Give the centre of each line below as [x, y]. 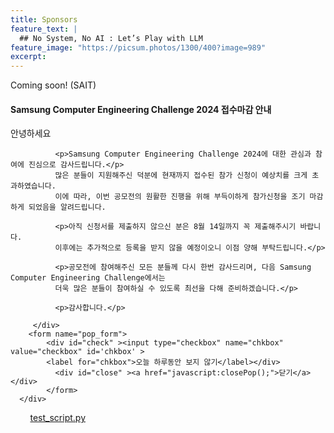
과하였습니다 [31, 186]
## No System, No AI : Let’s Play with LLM [111, 38]
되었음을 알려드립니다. [67, 207]
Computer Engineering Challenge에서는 [88, 278]
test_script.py [57, 418]
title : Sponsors [44, 19]
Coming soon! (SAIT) [53, 85]
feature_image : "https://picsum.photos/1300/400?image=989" [138, 47]
